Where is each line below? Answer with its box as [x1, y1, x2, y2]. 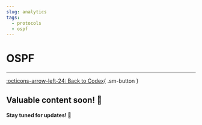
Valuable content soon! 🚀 [6, 95, 102, 105]
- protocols [11, 20, 42, 26]
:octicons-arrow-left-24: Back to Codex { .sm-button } [6, 77, 139, 85]
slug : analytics [6, 8, 47, 15]
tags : [6, 14, 20, 21]
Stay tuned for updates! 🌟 [6, 112, 72, 119]
